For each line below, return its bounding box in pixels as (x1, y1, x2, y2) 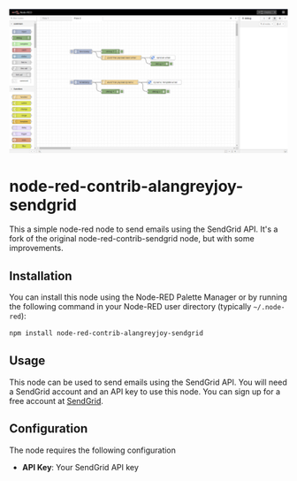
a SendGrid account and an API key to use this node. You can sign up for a (9, 386, 281, 397)
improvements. (9, 243, 64, 254)
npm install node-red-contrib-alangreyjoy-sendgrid (9, 329, 203, 338)
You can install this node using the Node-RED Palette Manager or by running (9, 292, 287, 302)
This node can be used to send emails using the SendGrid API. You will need (9, 377, 287, 387)
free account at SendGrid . (9, 395, 104, 406)
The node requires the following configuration (9, 445, 177, 455)
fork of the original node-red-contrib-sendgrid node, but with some (9, 233, 255, 244)
